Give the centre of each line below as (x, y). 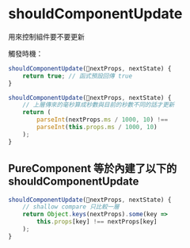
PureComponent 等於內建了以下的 (93, 168)
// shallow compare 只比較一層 (71, 207)
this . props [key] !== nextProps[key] (97, 222)
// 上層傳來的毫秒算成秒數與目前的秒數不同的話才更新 (99, 105)
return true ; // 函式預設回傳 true (78, 76)
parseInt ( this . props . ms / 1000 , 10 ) (97, 128)
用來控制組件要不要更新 (46, 36)
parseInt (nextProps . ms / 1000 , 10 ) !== (103, 120)
